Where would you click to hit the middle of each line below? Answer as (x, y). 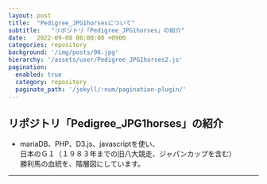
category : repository (51, 82)
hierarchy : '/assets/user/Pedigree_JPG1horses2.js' (95, 60)
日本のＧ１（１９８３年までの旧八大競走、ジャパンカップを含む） (128, 154)
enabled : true (39, 75)
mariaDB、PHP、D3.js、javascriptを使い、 (89, 144)
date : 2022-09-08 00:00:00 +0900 (67, 38)
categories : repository (48, 45)
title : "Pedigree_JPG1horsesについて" (72, 23)
